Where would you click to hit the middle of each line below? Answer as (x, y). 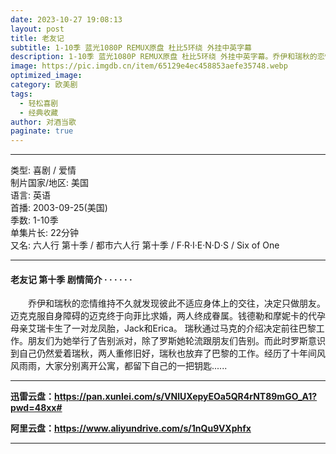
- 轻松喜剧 (39, 103)
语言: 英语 (30, 195)
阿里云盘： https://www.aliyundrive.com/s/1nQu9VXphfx (131, 428)
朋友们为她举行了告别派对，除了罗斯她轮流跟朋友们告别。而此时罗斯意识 (176, 341)
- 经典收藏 (39, 112)
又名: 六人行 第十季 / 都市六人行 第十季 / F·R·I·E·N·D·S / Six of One (145, 245)
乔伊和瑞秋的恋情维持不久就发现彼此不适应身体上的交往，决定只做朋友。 (176, 303)
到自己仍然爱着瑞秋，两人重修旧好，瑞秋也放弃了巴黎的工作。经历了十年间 (163, 353)
